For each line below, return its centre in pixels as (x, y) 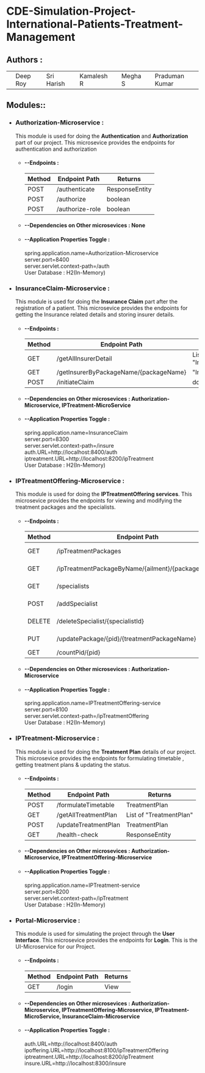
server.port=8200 (46, 891)
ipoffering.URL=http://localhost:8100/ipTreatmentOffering (96, 1050)
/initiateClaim (75, 382)
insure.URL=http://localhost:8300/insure (75, 1063)
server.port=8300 (47, 439)
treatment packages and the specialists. (65, 507)
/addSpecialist (77, 604)
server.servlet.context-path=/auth (67, 266)
